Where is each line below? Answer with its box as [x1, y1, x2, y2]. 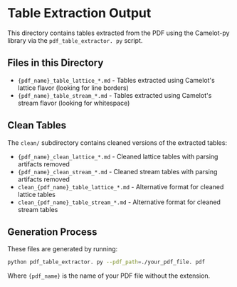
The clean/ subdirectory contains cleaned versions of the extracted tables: [7, 138, 228, 147]
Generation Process [7, 226, 98, 238]
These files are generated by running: [7, 245, 118, 253]
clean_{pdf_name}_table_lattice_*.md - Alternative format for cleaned [17, 182, 224, 191]
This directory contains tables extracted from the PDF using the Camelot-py [7, 29, 230, 37]
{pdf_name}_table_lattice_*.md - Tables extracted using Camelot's [17, 76, 215, 84]
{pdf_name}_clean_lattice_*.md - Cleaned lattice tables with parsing [17, 152, 218, 161]
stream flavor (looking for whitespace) [17, 99, 130, 107]
